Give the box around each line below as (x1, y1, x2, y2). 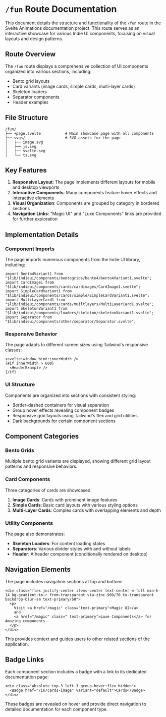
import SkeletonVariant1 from (5, 306, 68, 311)
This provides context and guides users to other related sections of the (5, 636, 150, 642)
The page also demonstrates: (5, 531, 65, 537)
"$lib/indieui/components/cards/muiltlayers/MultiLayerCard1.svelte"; (5, 302, 154, 307)
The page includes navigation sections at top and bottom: (5, 578, 123, 584)
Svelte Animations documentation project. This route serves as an (5, 25, 140, 31)
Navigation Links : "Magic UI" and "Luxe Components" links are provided (12, 211, 162, 217)
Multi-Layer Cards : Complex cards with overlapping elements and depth (12, 507, 161, 513)
